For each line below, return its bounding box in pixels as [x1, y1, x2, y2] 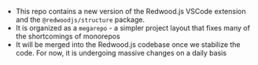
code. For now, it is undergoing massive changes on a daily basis [15, 49, 227, 57]
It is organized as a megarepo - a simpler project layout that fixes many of [15, 23, 250, 32]
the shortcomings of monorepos [15, 31, 120, 41]
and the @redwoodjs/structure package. [15, 15, 146, 24]
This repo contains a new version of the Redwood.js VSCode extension [15, 7, 246, 16]
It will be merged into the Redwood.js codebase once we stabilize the [15, 40, 241, 49]
